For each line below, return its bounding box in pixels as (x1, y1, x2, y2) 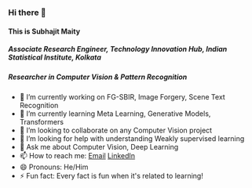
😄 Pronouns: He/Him (19, 162, 89, 172)
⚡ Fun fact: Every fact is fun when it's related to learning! (19, 171, 204, 180)
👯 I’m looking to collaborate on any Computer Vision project (19, 125, 213, 135)
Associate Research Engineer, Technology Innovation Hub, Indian (8, 45, 228, 54)
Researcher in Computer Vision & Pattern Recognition (8, 72, 188, 81)
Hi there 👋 (8, 7, 47, 18)
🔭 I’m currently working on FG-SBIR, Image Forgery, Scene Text (19, 92, 225, 101)
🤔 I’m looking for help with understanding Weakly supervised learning (19, 133, 245, 143)
